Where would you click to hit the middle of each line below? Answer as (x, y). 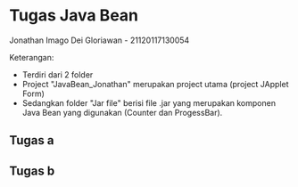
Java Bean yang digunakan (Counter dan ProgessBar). (122, 112)
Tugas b (32, 171)
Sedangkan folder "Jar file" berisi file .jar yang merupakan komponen (149, 102)
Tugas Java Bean (74, 16)
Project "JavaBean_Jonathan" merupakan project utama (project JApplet (155, 84)
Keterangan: (32, 57)
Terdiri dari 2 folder (58, 74)
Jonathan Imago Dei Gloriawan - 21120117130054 (99, 40)
